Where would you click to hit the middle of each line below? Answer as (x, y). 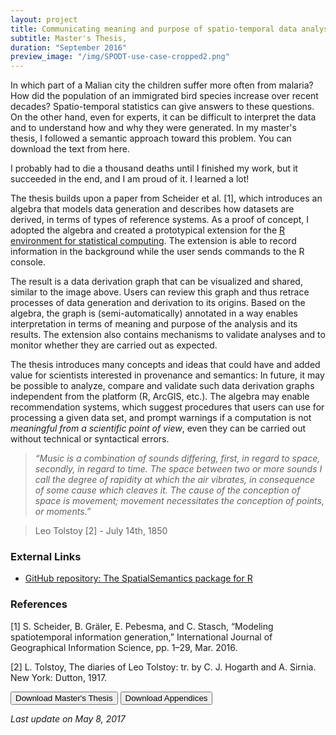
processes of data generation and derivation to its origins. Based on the (158, 303)
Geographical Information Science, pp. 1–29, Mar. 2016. (124, 647)
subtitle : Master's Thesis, (69, 38)
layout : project (44, 19)
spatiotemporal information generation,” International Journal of (141, 637)
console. (28, 262)
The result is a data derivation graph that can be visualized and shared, (156, 282)
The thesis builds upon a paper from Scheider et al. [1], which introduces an (166, 198)
